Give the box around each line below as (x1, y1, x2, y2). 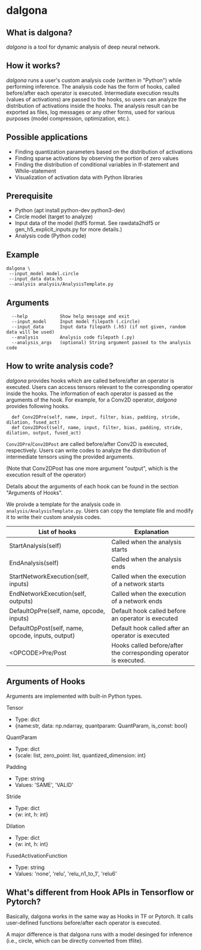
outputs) (9, 597, 33, 605)
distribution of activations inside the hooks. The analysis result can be (6, 102, 179, 109)
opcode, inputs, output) (9, 631, 75, 640)
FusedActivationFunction (6, 852, 68, 859)
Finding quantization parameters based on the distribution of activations (14, 148, 193, 155)
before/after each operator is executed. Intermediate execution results (6, 89, 179, 96)
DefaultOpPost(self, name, (9, 624, 84, 632)
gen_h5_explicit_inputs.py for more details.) (14, 226, 123, 233)
